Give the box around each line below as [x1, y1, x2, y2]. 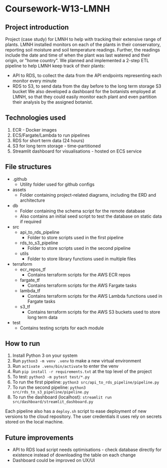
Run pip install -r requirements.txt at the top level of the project [12, 368, 152, 374]
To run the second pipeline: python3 [12, 384, 86, 390]
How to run [5, 339, 40, 348]
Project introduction [5, 23, 69, 32]
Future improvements [5, 433, 74, 442]
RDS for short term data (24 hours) [12, 137, 84, 143]
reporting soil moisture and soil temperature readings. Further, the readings [5, 47, 160, 53]
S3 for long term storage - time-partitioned [12, 143, 101, 149]
